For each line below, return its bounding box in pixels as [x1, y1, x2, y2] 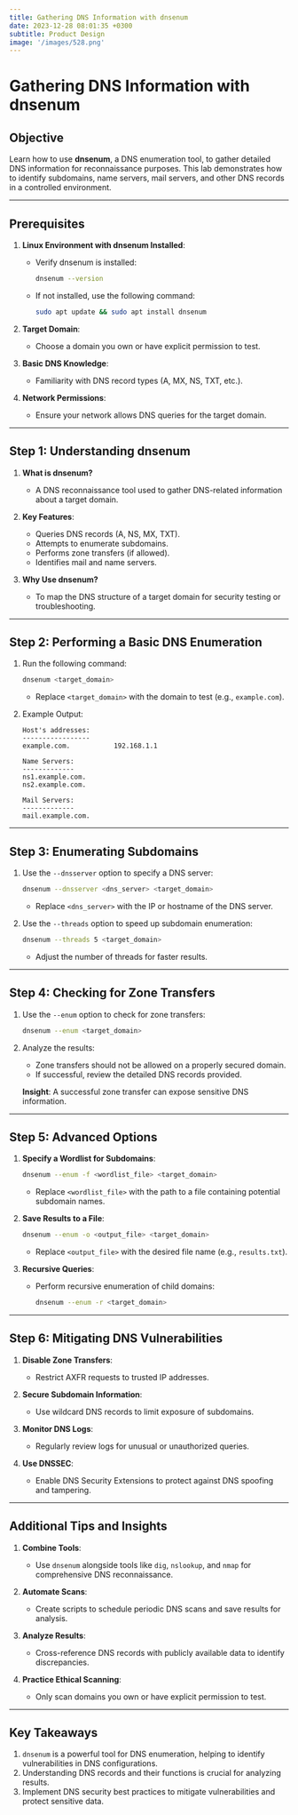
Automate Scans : [21, 1586, 88, 1596]
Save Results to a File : [21, 1213, 105, 1224]
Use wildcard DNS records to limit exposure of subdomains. [35, 1406, 255, 1417]
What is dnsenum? [21, 468, 93, 478]
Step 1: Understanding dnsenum [9, 444, 191, 459]
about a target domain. [35, 494, 119, 505]
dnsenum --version [35, 275, 104, 284]
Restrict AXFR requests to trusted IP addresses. [35, 1371, 210, 1382]
